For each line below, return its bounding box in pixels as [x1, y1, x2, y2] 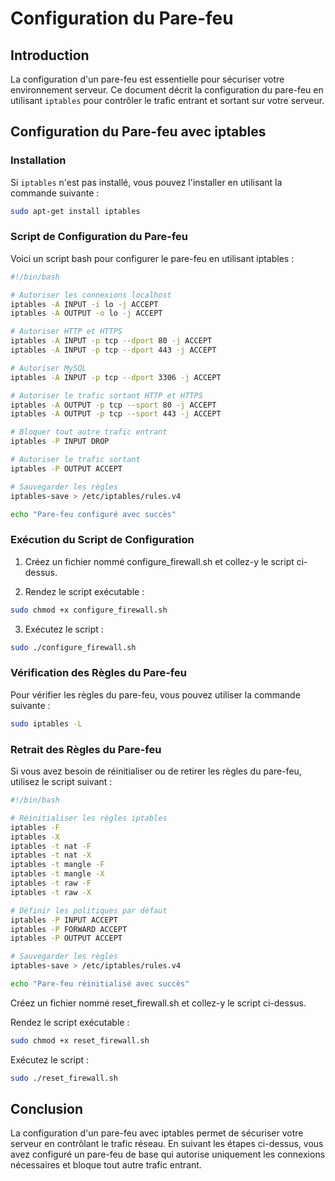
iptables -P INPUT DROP [10, 437, 110, 447]
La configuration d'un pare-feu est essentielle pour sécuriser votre [10, 73, 285, 85]
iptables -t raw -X [10, 887, 92, 897]
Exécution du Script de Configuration [10, 533, 195, 547]
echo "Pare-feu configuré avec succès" [10, 509, 177, 519]
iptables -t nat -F [10, 841, 92, 851]
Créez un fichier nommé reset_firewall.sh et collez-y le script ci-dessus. [10, 997, 307, 1009]
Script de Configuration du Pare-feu [10, 230, 188, 244]
